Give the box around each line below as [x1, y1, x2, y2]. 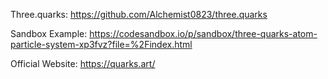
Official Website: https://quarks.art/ [10, 58, 156, 69]
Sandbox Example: [10, 28, 88, 39]
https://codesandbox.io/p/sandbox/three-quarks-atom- [89, 28, 318, 39]
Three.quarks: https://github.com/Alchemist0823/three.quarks [10, 9, 268, 20]
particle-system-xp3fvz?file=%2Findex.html [10, 39, 193, 50]
